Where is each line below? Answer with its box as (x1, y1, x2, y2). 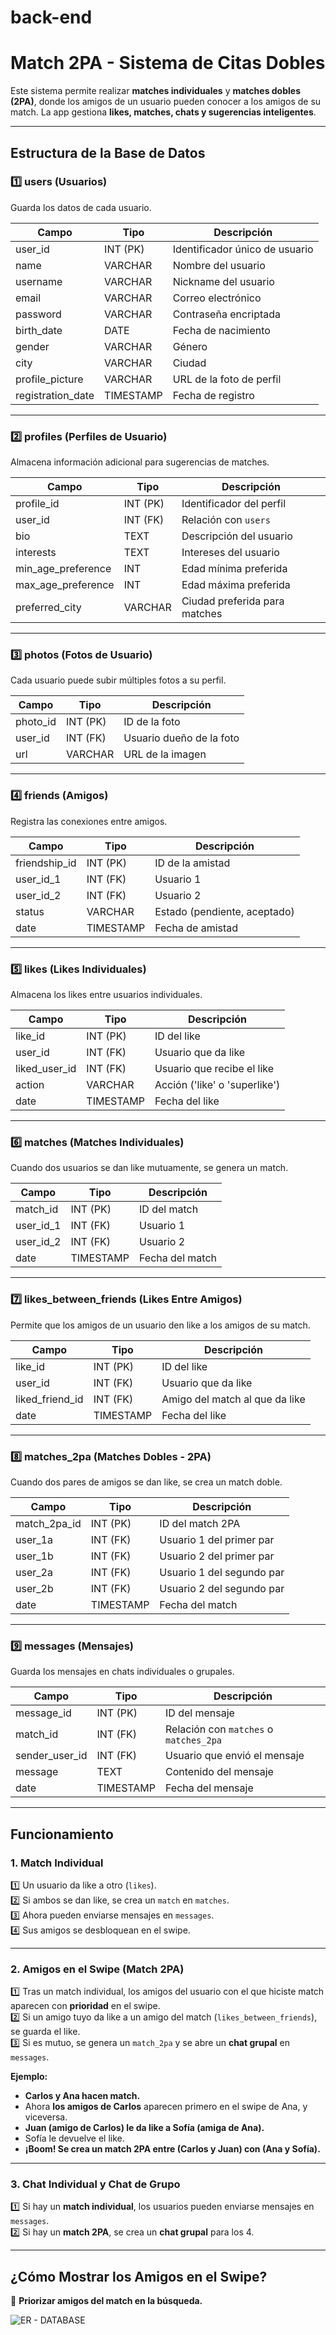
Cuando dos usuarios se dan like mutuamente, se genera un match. (10, 1162, 289, 1174)
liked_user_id (15, 1062, 77, 1075)
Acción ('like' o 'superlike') (154, 1078, 281, 1091)
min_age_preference (15, 562, 112, 576)
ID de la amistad (154, 856, 231, 870)
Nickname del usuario (172, 274, 275, 288)
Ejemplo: (10, 2071, 48, 2083)
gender (15, 339, 50, 353)
